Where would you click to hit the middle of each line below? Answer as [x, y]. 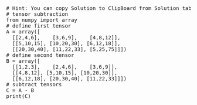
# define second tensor [40, 55]
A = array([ [23, 32]
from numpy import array [42, 20]
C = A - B [20, 90]
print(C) [18, 96]
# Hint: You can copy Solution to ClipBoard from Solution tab [99, 8]
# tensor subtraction [37, 14]
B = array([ [23, 61]
